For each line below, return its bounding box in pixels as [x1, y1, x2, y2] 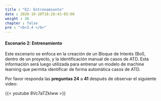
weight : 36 [5, 16, 29, 21]
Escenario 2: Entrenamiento [5, 40, 63, 46]
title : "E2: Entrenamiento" [5, 7, 64, 12]
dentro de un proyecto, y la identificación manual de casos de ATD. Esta [5, 56, 149, 62]
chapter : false [5, 20, 38, 26]
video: [5, 81, 18, 87]
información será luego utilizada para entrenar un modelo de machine [5, 61, 145, 67]
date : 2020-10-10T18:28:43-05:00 [5, 12, 75, 17]
